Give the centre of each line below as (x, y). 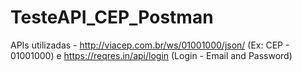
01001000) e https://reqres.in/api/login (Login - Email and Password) (151, 55)
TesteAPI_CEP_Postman (112, 17)
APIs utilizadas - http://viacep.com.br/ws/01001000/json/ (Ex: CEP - (150, 45)
